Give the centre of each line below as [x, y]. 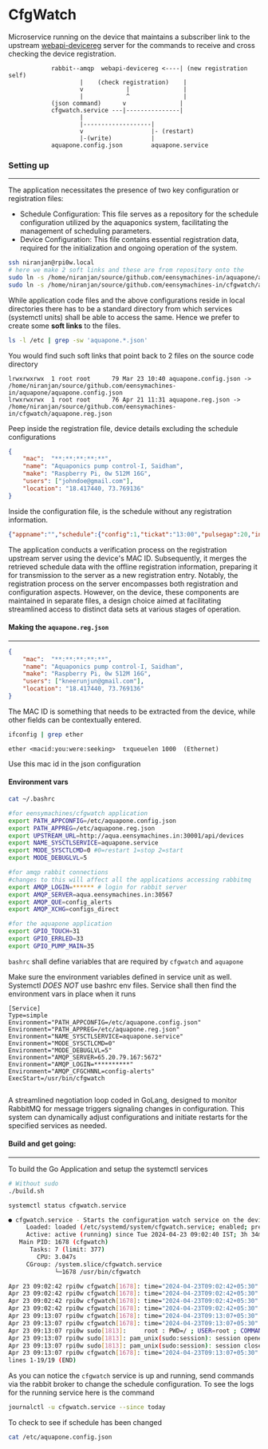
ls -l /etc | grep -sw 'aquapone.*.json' [78, 340]
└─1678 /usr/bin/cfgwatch [98, 1272]
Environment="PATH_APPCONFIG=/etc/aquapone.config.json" [105, 1022]
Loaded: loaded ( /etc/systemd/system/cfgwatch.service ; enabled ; [137, 1227]
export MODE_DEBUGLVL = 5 [48, 858]
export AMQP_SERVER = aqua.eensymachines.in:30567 [91, 895]
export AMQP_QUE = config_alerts [60, 902]
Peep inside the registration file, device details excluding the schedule [123, 428]
